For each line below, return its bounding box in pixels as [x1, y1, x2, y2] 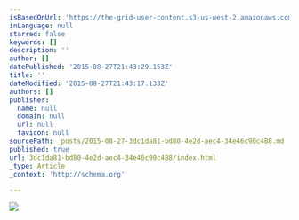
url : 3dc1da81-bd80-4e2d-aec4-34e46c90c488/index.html [9, 153, 217, 162]
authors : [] [9, 87, 53, 96]
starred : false [9, 29, 66, 38]
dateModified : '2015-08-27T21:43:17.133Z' [9, 79, 169, 88]
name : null [17, 104, 58, 113]
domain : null [17, 112, 66, 121]
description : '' [9, 46, 69, 55]
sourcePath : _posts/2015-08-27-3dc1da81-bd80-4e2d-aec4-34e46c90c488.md [9, 137, 285, 145]
